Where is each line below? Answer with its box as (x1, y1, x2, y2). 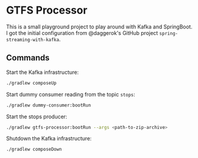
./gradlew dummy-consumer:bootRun (6, 102, 92, 108)
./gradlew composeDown (6, 146, 62, 153)
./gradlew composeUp (6, 80, 57, 86)
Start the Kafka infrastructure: (6, 69, 79, 76)
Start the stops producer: (6, 113, 67, 120)
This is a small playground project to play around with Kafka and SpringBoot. (6, 23, 193, 30)
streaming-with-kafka (6, 37, 60, 43)
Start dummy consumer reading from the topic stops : (6, 91, 135, 98)
